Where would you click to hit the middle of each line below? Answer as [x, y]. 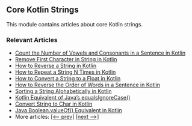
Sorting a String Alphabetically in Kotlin [63, 91]
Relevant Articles [32, 40]
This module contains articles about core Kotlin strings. [75, 24]
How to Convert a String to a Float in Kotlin [68, 79]
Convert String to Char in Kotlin [54, 104]
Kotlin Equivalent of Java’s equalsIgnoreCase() [73, 98]
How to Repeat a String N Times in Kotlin [65, 72]
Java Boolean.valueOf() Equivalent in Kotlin [68, 110]
